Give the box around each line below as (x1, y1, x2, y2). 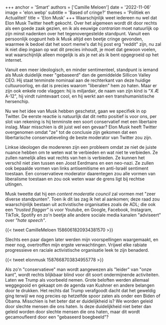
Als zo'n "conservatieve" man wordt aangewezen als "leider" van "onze (5, 266, 152, 272)
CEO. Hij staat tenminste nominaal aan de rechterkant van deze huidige (5, 77, 151, 83)
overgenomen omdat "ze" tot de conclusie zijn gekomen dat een (5, 129, 137, 135)
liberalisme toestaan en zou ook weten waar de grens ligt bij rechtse (5, 176, 145, 182)
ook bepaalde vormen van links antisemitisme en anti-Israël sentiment (5, 165, 149, 171)
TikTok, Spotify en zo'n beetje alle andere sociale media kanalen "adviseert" (5, 212, 162, 218)
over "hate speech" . (5, 217, 46, 223)
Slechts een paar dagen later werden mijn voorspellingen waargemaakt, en (5, 236, 159, 242)
